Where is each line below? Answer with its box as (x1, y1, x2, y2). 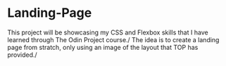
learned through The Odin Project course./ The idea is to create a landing (7, 35, 220, 44)
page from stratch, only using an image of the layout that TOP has (7, 43, 199, 51)
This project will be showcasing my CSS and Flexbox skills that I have (7, 28, 209, 37)
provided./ (7, 51, 37, 59)
